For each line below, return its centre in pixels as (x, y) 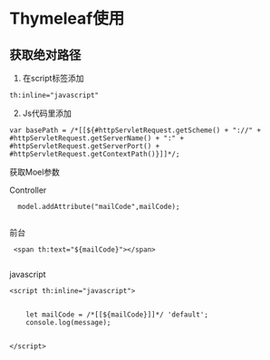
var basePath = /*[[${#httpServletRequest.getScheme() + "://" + (135, 130)
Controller (28, 190)
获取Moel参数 (35, 172)
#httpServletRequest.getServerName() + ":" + (96, 138)
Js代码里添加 (47, 113)
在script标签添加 (53, 78)
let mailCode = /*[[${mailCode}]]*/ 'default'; (117, 315)
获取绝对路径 (45, 55)
